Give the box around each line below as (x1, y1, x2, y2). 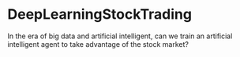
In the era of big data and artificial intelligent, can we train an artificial (7, 31, 233, 41)
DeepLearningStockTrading (7, 5, 193, 23)
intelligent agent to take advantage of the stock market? (7, 39, 189, 48)
